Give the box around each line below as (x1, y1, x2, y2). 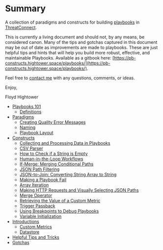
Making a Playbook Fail (19, 177, 67, 183)
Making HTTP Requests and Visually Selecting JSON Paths (19, 187, 139, 193)
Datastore (19, 229, 40, 235)
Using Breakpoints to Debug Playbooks (19, 208, 99, 214)
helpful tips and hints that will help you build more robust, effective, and (5, 50, 150, 56)
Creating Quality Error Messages (19, 119, 86, 125)
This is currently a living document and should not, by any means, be (5, 34, 145, 40)
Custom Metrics (19, 223, 53, 229)
